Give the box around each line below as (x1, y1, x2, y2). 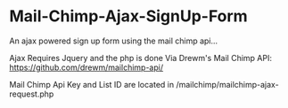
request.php (9, 89, 54, 99)
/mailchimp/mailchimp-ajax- (176, 79, 279, 89)
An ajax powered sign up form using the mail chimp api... (9, 35, 218, 46)
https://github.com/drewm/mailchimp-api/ (9, 62, 163, 73)
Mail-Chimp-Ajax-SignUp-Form (9, 6, 248, 27)
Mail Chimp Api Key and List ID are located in (9, 79, 175, 89)
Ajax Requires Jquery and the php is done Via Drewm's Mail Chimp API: (9, 52, 272, 63)
